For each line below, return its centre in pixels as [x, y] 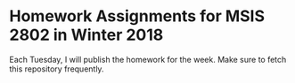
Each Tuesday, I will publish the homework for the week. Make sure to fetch [148, 59]
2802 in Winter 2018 [86, 35]
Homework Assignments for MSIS [137, 16]
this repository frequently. [57, 69]
